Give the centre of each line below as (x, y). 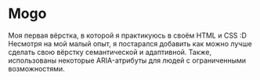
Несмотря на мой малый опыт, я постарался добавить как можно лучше (130, 43)
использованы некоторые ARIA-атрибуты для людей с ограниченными (127, 60)
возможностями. (36, 68)
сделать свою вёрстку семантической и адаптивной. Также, (110, 52)
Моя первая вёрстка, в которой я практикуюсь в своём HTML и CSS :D (127, 35)
